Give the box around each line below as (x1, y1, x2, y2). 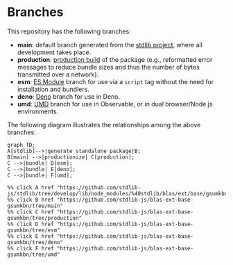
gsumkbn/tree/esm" (7, 227, 60, 234)
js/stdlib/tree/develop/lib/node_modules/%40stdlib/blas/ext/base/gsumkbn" (7, 190, 231, 197)
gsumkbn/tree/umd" (7, 251, 60, 258)
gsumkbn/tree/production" (7, 214, 82, 221)
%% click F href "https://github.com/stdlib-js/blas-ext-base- (7, 245, 194, 252)
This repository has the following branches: (7, 27, 132, 35)
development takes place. (17, 48, 92, 56)
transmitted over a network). (17, 70, 99, 79)
